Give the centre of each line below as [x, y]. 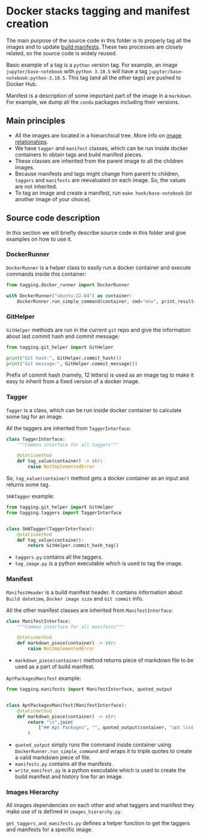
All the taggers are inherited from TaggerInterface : [69, 428]
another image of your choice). [53, 199]
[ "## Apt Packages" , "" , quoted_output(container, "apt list [116, 728]
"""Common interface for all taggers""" [68, 445]
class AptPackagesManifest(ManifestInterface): [67, 705]
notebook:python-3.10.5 [36, 78]
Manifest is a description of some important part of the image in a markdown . [99, 95]
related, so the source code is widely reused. [62, 53]
